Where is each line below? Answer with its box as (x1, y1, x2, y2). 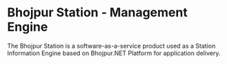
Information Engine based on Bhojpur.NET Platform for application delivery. (7, 49, 221, 57)
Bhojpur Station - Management (7, 5, 188, 20)
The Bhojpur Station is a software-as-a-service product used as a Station (7, 42, 216, 50)
